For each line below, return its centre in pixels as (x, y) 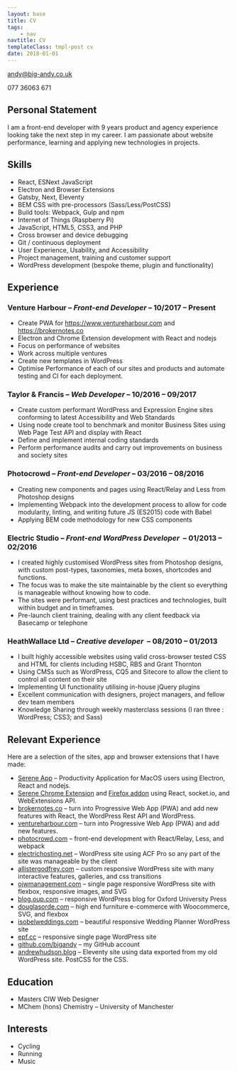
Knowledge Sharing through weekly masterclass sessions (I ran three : (121, 709)
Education (31, 982)
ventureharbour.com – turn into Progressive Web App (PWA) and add (118, 823)
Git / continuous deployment (59, 242)
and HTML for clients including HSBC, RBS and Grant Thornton (110, 664)
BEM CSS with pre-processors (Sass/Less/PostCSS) (94, 204)
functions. (32, 578)
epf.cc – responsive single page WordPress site (87, 937)
